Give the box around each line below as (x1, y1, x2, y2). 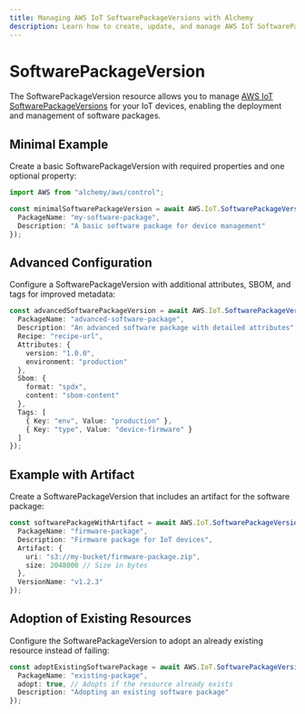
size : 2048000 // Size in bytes (25, 560, 148, 569)
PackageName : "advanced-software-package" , (17, 315, 184, 324)
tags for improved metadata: (9, 288, 116, 300)
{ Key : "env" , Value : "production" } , (25, 416, 172, 426)
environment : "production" (25, 357, 128, 367)
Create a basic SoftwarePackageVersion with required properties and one (9, 161, 285, 172)
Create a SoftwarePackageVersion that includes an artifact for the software (9, 491, 290, 502)
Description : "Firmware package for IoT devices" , (17, 535, 213, 544)
